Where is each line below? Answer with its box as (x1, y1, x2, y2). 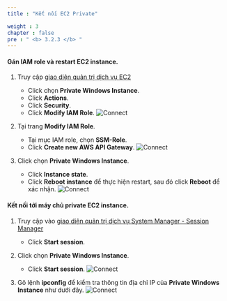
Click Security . (27, 101, 72, 110)
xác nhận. (27, 185, 56, 193)
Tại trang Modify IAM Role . (17, 122, 95, 131)
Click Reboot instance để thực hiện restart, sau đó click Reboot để (27, 177, 221, 186)
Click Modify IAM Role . (27, 109, 95, 117)
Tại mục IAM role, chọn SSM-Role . (27, 135, 127, 144)
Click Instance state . (27, 170, 88, 179)
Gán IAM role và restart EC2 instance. (7, 57, 118, 66)
